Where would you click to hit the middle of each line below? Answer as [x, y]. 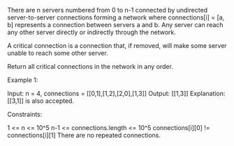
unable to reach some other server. [58, 53]
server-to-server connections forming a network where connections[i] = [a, [116, 17]
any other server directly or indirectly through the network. [92, 32]
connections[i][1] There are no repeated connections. [84, 135]
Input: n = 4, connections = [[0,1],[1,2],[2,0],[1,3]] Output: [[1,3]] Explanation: [116, 94]
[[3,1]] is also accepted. [41, 101]
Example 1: [23, 80]
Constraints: [25, 114]
